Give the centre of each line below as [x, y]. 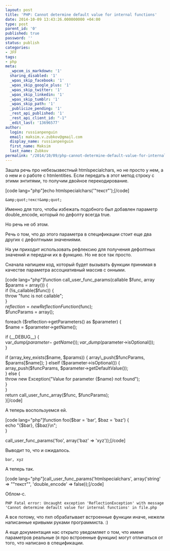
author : [13, 127]
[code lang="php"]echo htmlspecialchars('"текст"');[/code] [67, 191]
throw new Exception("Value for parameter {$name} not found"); [73, 379]
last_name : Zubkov [29, 151]
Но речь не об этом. [27, 224]
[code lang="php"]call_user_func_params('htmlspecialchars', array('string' [83, 479]
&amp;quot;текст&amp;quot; [34, 200]
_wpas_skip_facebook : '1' [37, 80]
